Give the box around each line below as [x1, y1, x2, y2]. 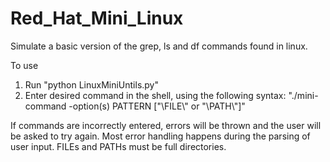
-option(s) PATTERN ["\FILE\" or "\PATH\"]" [68, 100, 246, 112]
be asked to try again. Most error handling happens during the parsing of [10, 130, 311, 142]
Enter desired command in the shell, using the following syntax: [24, 89, 287, 101]
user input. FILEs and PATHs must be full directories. [10, 140, 227, 152]
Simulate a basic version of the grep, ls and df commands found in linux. [10, 40, 308, 52]
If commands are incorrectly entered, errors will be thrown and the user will [10, 119, 322, 131]
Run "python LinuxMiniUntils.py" [24, 78, 160, 91]
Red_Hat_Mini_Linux [10, 7, 184, 30]
